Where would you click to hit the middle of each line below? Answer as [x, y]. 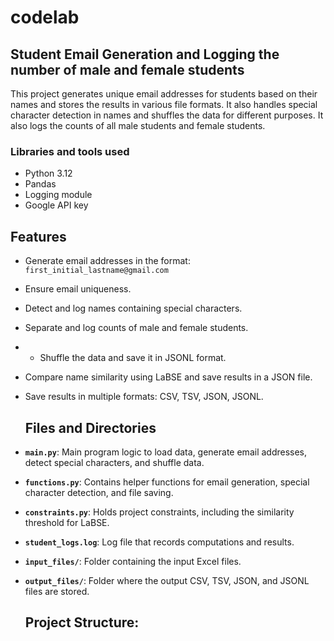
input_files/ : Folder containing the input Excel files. [133, 561]
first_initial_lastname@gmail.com [96, 271]
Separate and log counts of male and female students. [136, 328]
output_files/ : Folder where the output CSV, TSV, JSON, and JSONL [167, 580]
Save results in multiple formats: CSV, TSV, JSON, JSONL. [144, 397]
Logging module [58, 195]
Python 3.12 [48, 173]
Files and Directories [90, 427]
